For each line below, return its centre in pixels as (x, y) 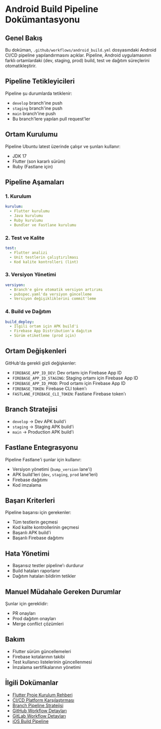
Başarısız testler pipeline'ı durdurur (48, 566)
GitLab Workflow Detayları (39, 716)
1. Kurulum (18, 196)
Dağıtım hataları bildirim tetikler (44, 576)
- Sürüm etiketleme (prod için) (43, 336)
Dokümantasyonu (43, 20)
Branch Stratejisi (31, 409)
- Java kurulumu (26, 216)
